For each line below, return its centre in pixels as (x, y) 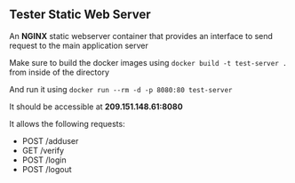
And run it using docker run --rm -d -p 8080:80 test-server (121, 89)
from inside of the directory (59, 72)
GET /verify (43, 150)
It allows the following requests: (68, 123)
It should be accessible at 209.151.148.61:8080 (96, 107)
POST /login (44, 160)
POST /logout (47, 169)
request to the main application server (79, 45)
